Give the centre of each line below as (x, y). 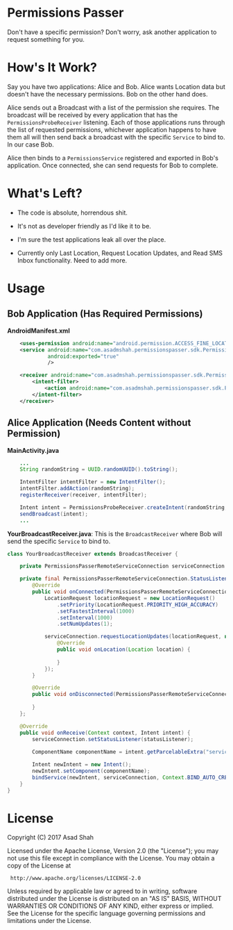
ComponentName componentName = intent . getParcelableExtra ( (119, 752)
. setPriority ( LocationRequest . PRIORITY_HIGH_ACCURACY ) (137, 605)
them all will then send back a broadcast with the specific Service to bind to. (116, 137)
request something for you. (46, 39)
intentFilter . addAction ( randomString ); (77, 489)
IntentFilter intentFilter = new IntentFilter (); (93, 482)
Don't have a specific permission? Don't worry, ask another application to (112, 32)
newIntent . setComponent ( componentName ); (91, 771)
